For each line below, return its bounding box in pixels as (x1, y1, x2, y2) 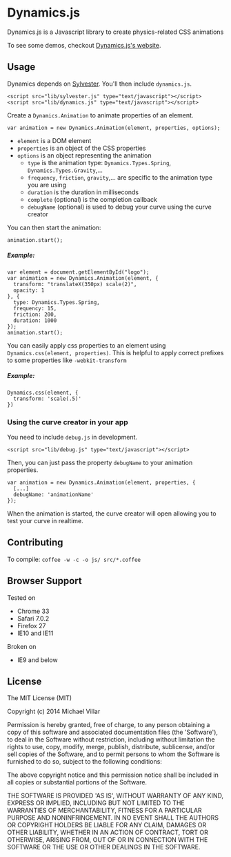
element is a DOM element (17, 136, 92, 144)
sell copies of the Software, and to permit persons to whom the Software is (7, 750, 221, 758)
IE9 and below (17, 655, 58, 664)
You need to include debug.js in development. (7, 433, 138, 441)
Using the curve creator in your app (7, 417, 129, 426)
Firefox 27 (17, 621, 46, 630)
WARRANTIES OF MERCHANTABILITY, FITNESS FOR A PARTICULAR (7, 807, 202, 815)
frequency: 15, (13, 305, 57, 312)
